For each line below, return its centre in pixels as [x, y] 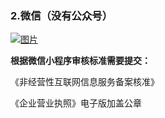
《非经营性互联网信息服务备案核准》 [85, 82]
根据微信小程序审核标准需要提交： [80, 61]
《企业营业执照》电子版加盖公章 [76, 103]
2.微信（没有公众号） [61, 15]
